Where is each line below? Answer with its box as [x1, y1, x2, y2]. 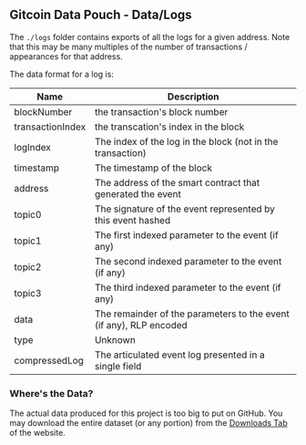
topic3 [14, 286, 42, 299]
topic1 [14, 234, 42, 247]
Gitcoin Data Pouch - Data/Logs [9, 7, 193, 23]
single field [94, 359, 142, 372]
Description [167, 90, 220, 103]
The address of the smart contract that [94, 176, 260, 189]
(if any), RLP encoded [94, 318, 189, 331]
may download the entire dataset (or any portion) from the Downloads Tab [9, 418, 289, 429]
